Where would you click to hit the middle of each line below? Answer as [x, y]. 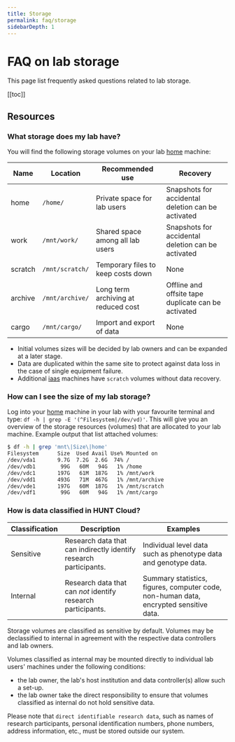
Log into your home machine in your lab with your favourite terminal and [111, 412]
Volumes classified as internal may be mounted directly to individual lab [111, 659]
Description [100, 528]
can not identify [91, 591]
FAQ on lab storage [63, 61]
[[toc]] [16, 95]
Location [66, 173]
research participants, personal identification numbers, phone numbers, [111, 723]
